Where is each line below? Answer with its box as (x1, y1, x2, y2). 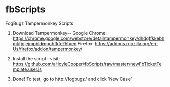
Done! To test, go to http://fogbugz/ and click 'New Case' (12, 76, 132, 82)
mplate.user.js (12, 66, 42, 72)
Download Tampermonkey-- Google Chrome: (12, 30, 107, 36)
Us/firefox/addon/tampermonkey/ (12, 46, 82, 52)
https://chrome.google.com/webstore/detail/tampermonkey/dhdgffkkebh (12, 35, 165, 41)
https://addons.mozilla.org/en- (94, 40, 158, 46)
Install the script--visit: (12, 55, 60, 61)
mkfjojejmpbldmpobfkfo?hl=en (12, 40, 77, 46)
